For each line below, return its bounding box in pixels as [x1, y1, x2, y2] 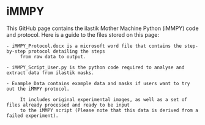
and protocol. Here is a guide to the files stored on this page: [6, 31, 160, 38]
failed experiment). [6, 112, 59, 119]
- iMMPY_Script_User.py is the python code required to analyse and [6, 64, 185, 70]
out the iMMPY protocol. [6, 86, 70, 92]
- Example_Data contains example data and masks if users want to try [6, 80, 190, 86]
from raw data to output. [20, 53, 86, 59]
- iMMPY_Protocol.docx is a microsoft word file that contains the [6, 43, 182, 49]
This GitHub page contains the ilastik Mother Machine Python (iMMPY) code [6, 25, 199, 32]
